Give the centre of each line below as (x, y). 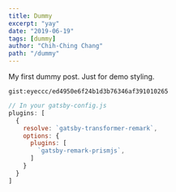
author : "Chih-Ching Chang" (56, 46)
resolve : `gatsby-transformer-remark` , (90, 128)
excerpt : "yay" (34, 23)
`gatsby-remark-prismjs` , (82, 151)
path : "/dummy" (34, 53)
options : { (41, 136)
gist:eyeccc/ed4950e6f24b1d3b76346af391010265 (88, 92)
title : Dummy (30, 16)
